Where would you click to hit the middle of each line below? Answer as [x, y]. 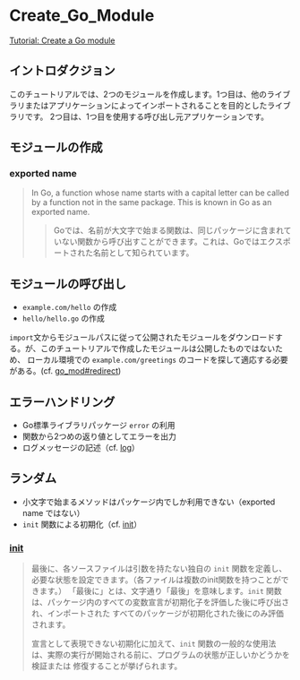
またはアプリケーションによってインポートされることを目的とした [146, 105]
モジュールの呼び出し [68, 284]
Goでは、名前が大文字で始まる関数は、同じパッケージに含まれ [168, 230]
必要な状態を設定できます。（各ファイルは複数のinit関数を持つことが [156, 580]
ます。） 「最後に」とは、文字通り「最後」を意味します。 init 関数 [160, 591]
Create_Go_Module [82, 16]
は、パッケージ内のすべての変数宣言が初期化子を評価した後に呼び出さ [160, 602]
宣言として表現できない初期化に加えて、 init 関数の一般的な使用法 [154, 644]
